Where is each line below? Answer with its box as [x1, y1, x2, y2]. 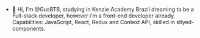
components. [12, 25, 46, 32]
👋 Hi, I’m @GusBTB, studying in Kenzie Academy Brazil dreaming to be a [12, 6, 194, 13]
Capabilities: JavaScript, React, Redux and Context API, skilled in [12, 19, 175, 25]
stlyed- [176, 19, 195, 25]
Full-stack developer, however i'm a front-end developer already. [12, 12, 176, 19]
